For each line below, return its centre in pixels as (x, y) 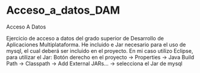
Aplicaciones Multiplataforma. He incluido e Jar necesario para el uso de (96, 45)
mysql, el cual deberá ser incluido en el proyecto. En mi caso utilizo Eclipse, (100, 50)
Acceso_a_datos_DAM (63, 10)
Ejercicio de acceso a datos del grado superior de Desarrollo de (85, 38)
